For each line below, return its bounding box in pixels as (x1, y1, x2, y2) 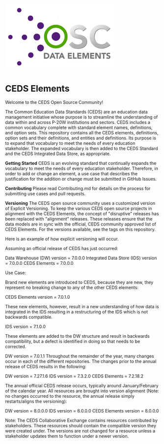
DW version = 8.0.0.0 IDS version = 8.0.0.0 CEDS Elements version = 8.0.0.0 (5, 408, 159, 413)
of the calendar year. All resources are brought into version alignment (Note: (5, 388, 160, 394)
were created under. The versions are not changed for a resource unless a (5, 428, 156, 434)
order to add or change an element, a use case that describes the (5, 170, 138, 176)
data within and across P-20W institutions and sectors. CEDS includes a (5, 119, 151, 125)
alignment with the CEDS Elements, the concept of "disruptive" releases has (5, 211, 159, 217)
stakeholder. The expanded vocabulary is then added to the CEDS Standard (5, 145, 158, 151)
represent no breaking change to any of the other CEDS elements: (5, 285, 139, 290)
